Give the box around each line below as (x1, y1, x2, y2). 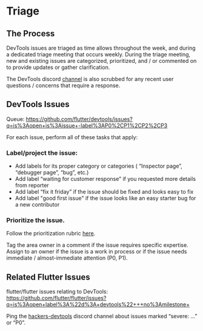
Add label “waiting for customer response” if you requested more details (15, 175, 196, 183)
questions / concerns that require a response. (6, 82, 121, 89)
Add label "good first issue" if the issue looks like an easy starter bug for (15, 195, 196, 202)
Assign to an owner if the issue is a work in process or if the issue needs (6, 248, 187, 255)
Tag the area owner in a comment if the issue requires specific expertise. (6, 241, 189, 249)
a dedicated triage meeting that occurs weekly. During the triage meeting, (6, 51, 191, 58)
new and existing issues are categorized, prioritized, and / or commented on (6, 57, 197, 64)
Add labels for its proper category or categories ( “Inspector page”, (15, 162, 183, 170)
